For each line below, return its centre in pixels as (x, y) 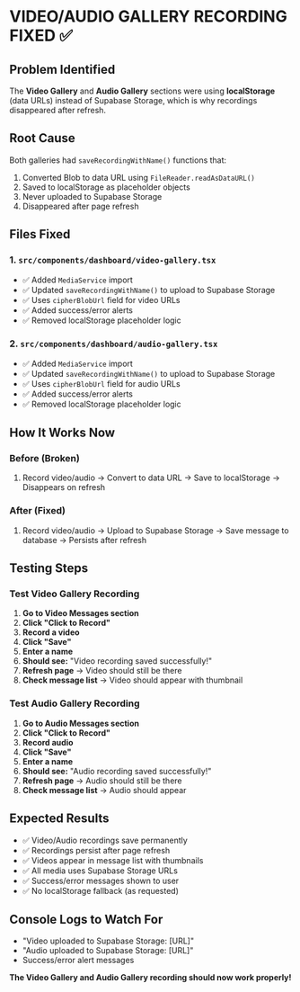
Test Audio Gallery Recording (75, 703)
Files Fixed (40, 234)
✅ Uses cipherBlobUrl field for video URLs (101, 299)
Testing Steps (49, 568)
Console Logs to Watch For (86, 919)
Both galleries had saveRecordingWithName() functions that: (118, 160)
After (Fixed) (37, 511)
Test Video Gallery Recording (75, 594)
